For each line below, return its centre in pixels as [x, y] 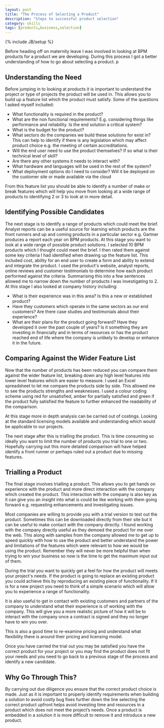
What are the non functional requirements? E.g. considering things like [83, 119]
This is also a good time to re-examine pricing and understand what [73, 631]
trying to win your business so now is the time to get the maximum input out [81, 556]
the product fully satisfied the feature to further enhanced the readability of [81, 401]
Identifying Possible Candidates [55, 212]
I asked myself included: [30, 104]
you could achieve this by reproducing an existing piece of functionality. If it [81, 581]
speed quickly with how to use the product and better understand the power [82, 541]
